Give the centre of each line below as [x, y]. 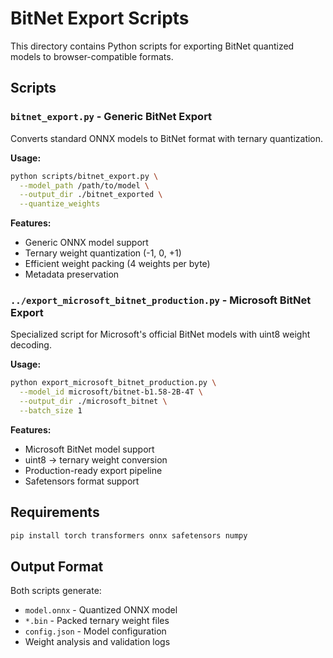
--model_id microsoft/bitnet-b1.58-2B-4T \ [111, 392]
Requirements [55, 512]
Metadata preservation [72, 274]
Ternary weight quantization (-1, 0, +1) [103, 253]
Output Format [57, 566]
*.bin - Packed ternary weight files [97, 621]
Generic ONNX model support [86, 243]
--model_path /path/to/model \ [84, 185]
